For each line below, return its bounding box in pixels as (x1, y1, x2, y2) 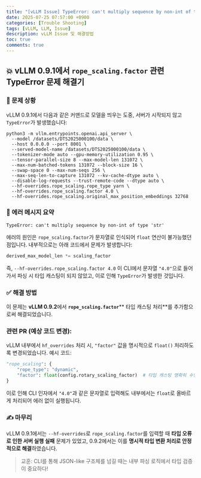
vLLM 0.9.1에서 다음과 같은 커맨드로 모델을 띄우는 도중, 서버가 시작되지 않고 (6, 111, 182, 118)
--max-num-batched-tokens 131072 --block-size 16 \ (11, 162, 144, 168)
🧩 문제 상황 (6, 96, 36, 105)
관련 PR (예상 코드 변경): (6, 327, 72, 335)
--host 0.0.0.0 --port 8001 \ (11, 141, 87, 147)
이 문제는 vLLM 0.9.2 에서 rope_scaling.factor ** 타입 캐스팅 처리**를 (6, 303, 173, 310)
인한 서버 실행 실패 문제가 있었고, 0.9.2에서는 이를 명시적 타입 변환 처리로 (12, 437, 181, 444)
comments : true (6, 42, 44, 48)
